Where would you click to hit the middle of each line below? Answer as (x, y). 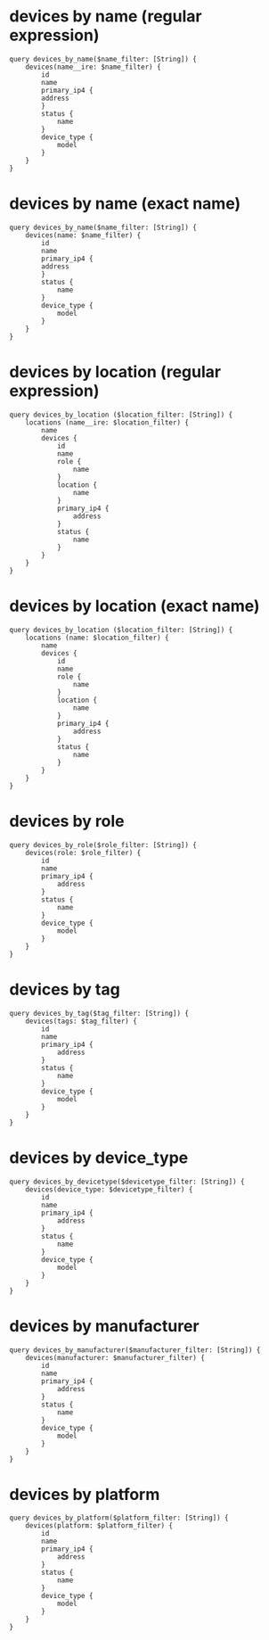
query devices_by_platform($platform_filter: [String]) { (119, 1518)
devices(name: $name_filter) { (83, 235)
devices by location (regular (115, 372)
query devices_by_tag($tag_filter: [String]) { (99, 1013)
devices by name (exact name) (125, 204)
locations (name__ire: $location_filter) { (107, 422)
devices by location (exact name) (134, 606)
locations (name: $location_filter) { (97, 638)
